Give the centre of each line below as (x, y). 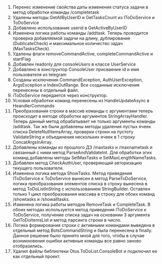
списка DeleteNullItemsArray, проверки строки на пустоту (73, 132)
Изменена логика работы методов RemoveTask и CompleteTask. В (81, 204)
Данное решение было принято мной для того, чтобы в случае (79, 236)
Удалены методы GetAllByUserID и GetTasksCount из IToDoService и (84, 17)
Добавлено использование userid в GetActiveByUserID (70, 28)
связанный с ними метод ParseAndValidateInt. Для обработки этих (82, 153)
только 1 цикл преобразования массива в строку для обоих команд (84, 194)
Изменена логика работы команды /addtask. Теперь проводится (80, 33)
